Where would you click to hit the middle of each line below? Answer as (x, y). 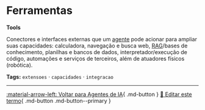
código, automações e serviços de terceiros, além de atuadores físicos (95, 58)
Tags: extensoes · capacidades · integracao (60, 77)
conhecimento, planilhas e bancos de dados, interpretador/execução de (97, 52)
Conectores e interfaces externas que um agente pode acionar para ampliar (102, 39)
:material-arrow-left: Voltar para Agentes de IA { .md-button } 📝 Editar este (99, 94)
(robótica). (20, 65)
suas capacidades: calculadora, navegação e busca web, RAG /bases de (97, 46)
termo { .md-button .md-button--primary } (59, 100)
